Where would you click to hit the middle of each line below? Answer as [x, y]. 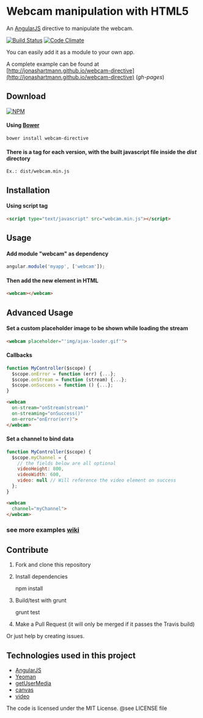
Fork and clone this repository [53, 565]
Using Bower [23, 125]
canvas [24, 690]
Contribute [28, 550]
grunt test [28, 612]
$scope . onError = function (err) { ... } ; [64, 374]
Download [26, 96]
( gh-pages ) [150, 77]
